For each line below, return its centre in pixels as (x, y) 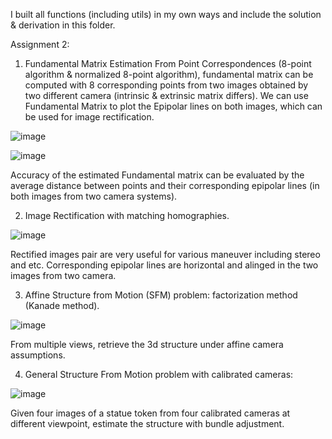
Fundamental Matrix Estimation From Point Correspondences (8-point (168, 63)
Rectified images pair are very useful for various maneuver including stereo (165, 254)
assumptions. (38, 355)
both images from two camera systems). (94, 196)
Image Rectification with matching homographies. (127, 215)
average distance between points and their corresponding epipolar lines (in (165, 185)
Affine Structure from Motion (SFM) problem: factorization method (161, 295)
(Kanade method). (62, 305)
